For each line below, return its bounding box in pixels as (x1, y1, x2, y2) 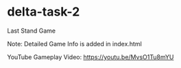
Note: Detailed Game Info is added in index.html (7, 39, 142, 48)
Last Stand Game (7, 27, 56, 35)
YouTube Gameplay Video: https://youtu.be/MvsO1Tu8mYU (7, 52, 174, 61)
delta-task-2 (7, 4, 80, 20)
